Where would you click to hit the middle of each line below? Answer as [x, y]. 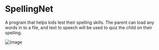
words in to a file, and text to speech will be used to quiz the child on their [79, 27]
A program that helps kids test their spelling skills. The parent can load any [79, 22]
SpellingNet [29, 9]
